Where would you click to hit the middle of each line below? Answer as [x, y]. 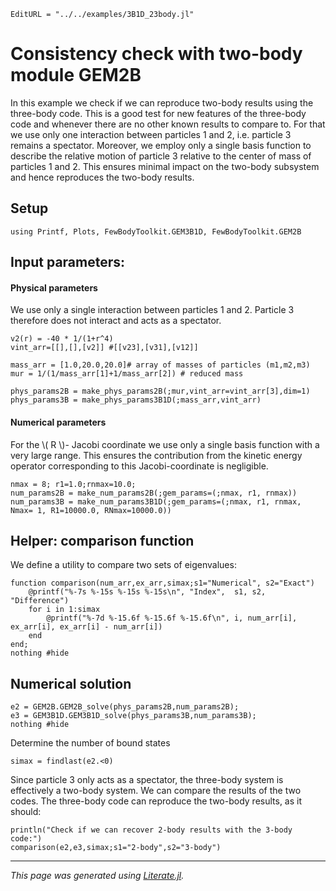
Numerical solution [71, 683]
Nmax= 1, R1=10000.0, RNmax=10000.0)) [91, 510]
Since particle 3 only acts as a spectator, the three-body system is [147, 780]
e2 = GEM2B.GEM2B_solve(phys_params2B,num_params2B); [125, 707]
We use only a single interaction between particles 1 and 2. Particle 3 [152, 310]
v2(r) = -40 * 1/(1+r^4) [62, 339]
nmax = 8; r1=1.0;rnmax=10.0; [73, 484]
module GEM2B [76, 75]
